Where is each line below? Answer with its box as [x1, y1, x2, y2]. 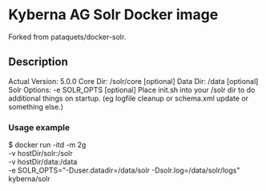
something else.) [8, 101, 64, 111]
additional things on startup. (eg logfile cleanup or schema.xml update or [8, 94, 249, 103]
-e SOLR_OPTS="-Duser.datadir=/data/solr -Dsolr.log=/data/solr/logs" [8, 165, 240, 175]
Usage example [8, 121, 71, 133]
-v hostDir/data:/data [8, 157, 78, 167]
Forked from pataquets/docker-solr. [8, 32, 127, 42]
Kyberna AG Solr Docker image [8, 6, 219, 24]
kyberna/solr [8, 174, 50, 184]
